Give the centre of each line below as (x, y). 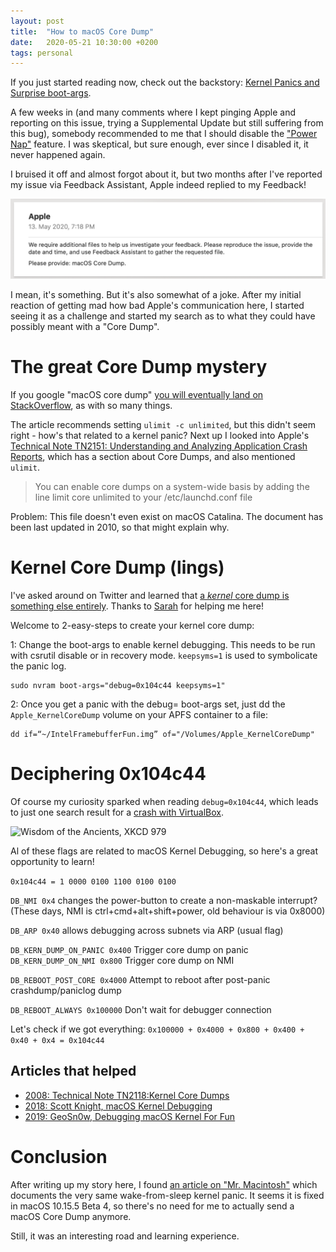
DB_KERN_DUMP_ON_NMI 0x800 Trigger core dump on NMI (122, 961)
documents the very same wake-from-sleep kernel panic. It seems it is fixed (167, 1195)
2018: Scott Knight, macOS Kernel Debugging (118, 1106)
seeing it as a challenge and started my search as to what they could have (163, 316)
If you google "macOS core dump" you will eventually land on (137, 395)
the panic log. (38, 666)
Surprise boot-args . (51, 93)
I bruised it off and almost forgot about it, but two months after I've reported (166, 174)
